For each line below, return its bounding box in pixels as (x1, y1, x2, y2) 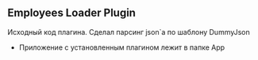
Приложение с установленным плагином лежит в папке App (18, 43, 225, 52)
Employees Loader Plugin (7, 6, 137, 20)
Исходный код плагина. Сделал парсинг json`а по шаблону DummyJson (7, 27, 251, 36)
